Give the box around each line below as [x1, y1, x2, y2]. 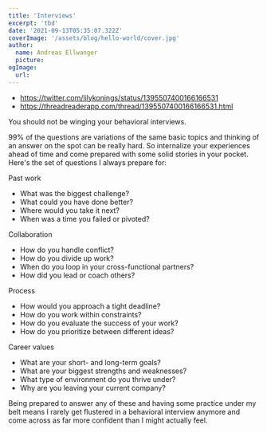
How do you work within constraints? [19, 309, 142, 319]
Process [8, 285, 36, 295]
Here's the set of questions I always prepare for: [8, 157, 167, 167]
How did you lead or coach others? [19, 270, 135, 280]
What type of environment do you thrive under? [19, 374, 176, 384]
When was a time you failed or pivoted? [19, 214, 150, 223]
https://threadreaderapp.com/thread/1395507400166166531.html [19, 101, 234, 111]
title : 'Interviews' [8, 11, 77, 20]
